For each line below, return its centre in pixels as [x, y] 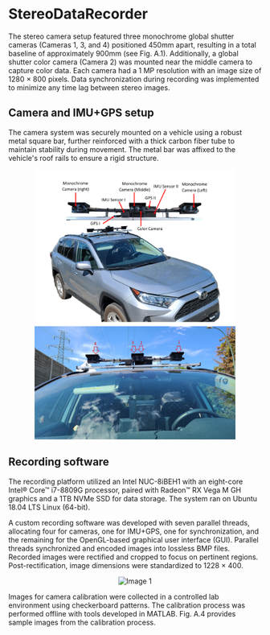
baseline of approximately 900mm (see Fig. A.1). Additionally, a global [123, 53]
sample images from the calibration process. [82, 622]
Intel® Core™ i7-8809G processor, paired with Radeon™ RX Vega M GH [125, 490]
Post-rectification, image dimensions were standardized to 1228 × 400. [126, 565]
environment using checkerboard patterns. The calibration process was [127, 605]
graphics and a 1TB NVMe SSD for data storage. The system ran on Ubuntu [133, 498]
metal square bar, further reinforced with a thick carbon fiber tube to [122, 141]
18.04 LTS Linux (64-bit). [49, 507]
